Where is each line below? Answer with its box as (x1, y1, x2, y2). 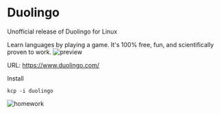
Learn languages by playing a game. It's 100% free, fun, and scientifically (7, 40, 214, 48)
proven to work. (7, 48, 52, 56)
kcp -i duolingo (7, 87, 53, 94)
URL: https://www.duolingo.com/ (7, 61, 100, 69)
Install (7, 74, 24, 83)
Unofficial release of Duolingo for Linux (7, 27, 118, 35)
